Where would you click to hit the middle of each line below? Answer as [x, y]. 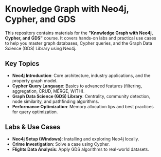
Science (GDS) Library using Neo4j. [41, 48]
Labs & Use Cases [33, 127]
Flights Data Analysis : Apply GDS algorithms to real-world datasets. [80, 149]
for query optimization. [35, 112]
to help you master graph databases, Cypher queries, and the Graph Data [79, 43]
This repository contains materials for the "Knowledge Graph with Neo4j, [79, 33]
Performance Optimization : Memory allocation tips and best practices [83, 106]
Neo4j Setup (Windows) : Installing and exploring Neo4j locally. [76, 139]
